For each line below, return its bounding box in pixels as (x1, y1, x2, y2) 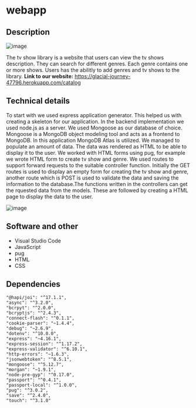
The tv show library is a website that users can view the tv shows (6, 54, 164, 61)
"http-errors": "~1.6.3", (6, 351, 69, 357)
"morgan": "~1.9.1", (6, 367, 57, 373)
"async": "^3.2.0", (6, 300, 54, 306)
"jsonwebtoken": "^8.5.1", (6, 357, 72, 363)
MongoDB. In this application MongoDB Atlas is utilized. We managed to (6, 137, 180, 144)
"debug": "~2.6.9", (6, 326, 54, 331)
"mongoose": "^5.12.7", (6, 361, 65, 368)
